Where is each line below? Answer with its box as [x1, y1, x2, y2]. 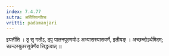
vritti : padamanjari [6, 20, 58, 26]
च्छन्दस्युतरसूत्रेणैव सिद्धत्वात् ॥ [6, 43, 62, 50]
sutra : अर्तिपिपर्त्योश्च [6, 14, 46, 20]
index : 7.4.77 [6, 8, 42, 15]
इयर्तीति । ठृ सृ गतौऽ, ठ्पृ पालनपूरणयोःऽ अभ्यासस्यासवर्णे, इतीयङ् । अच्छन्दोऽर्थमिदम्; [6, 36, 164, 43]
